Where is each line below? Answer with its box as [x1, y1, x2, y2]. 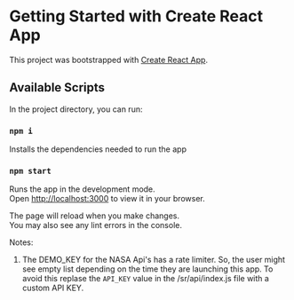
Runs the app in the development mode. [9, 184, 155, 194]
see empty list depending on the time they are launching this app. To [21, 264, 274, 274]
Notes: [9, 237, 34, 248]
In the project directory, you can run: [9, 104, 143, 114]
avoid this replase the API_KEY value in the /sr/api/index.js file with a [21, 273, 269, 284]
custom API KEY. [21, 282, 84, 294]
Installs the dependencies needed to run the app [9, 144, 187, 154]
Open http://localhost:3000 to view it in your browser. [9, 193, 206, 204]
